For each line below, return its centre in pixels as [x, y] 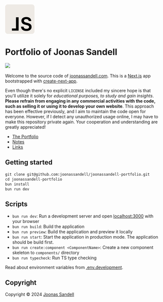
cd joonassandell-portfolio [34, 179]
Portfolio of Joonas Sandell [61, 52]
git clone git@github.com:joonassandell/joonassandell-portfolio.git [78, 174]
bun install [17, 184]
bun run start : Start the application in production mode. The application [85, 237]
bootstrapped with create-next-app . [41, 81]
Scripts [16, 204]
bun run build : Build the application [48, 226]
